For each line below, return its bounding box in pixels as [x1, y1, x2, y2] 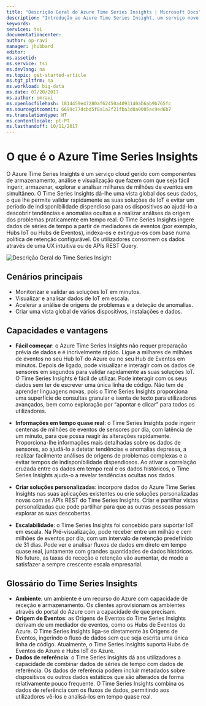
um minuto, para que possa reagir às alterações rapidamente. [15, 432, 171, 440]
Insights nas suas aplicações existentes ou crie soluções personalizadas [15, 490, 199, 497]
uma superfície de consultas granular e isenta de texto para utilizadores [15, 394, 197, 402]
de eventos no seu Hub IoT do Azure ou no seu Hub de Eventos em [15, 355, 185, 362]
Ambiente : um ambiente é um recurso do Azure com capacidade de [15, 595, 188, 602]
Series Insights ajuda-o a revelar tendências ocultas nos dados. [15, 471, 176, 478]
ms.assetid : [6, 55, 37, 61]
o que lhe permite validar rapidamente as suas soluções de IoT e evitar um [6, 196, 194, 204]
